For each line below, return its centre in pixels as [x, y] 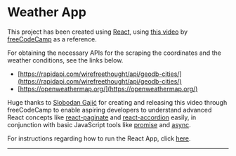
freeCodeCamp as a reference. [52, 39]
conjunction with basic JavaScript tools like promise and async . [99, 124]
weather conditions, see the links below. [65, 60]
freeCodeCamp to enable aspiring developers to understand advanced [110, 110]
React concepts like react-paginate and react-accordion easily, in [102, 117]
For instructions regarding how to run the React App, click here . [99, 138]
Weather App [47, 12]
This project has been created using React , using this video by [98, 32]
